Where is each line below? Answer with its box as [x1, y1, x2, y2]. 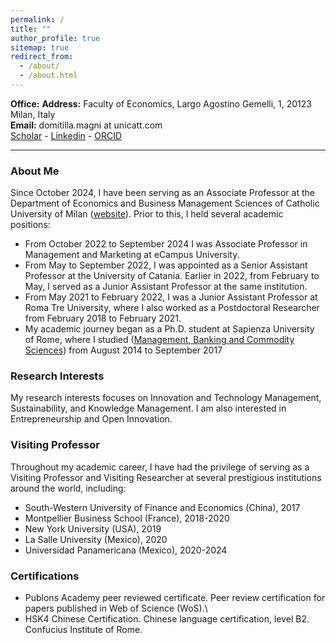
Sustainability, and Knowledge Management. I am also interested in [10, 402, 287, 415]
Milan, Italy [10, 108, 56, 120]
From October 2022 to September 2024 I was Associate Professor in [24, 238, 308, 250]
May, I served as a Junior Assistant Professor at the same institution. [24, 281, 308, 293]
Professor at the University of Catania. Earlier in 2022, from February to [24, 270, 320, 282]
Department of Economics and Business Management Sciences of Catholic [10, 197, 320, 210]
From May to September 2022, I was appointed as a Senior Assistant [24, 259, 308, 271]
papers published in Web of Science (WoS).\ [24, 602, 208, 615]
